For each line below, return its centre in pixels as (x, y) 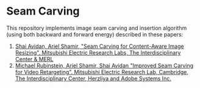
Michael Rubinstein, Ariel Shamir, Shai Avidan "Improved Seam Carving (104, 66)
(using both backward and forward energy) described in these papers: (95, 34)
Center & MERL (34, 59)
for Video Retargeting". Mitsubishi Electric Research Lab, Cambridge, (102, 72)
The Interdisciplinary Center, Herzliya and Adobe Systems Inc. (93, 78)
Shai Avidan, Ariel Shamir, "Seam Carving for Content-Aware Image (99, 46)
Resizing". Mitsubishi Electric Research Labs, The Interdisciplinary (98, 52)
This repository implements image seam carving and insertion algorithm (97, 28)
